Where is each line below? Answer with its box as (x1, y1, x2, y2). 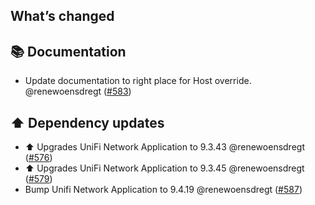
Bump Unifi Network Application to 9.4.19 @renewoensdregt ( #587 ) (24, 184, 303, 196)
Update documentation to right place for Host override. (24, 75, 252, 87)
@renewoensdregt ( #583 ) (24, 85, 132, 98)
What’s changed (10, 8, 115, 25)
